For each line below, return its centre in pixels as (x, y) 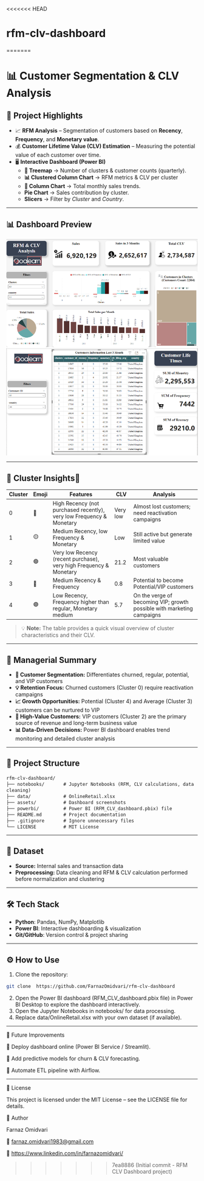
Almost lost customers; (162, 506)
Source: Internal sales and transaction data (69, 866)
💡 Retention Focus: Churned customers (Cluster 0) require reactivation (104, 688)
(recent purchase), (76, 559)
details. (15, 1106)
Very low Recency (75, 553)
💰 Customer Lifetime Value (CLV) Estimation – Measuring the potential (105, 146)
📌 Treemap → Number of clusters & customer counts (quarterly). (105, 170)
